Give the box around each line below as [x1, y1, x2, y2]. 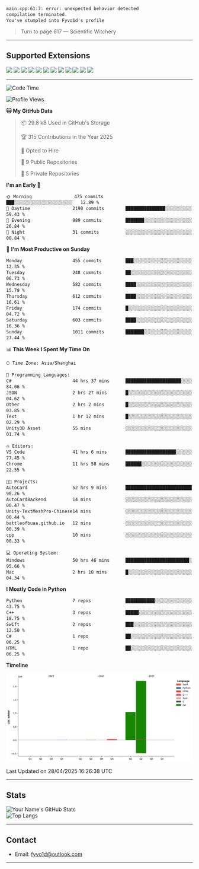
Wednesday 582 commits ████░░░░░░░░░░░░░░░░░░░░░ [6, 281, 192, 287]
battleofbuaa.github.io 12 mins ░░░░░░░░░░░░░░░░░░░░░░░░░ [6, 520, 192, 526]
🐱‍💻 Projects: [6, 479, 38, 485]
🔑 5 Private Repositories [20, 170, 80, 177]
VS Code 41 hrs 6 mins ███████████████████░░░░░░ [6, 449, 192, 455]
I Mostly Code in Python [6, 585, 66, 593]
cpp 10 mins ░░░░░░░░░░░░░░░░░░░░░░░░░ [6, 532, 192, 538]
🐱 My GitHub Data [6, 107, 53, 114]
